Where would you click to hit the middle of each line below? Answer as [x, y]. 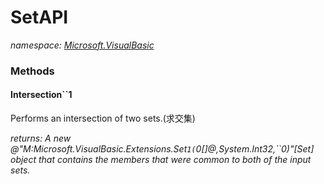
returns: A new [41, 138]
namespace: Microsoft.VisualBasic [82, 45]
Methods [32, 71]
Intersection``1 [41, 95]
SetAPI [39, 17]
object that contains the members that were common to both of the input [161, 160]
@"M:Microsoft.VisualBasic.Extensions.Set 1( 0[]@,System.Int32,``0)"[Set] [162, 149]
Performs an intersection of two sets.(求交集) [103, 118]
